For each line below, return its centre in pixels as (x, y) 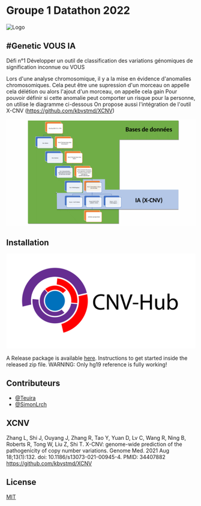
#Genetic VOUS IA (41, 46)
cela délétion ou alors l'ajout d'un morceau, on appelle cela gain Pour (92, 91)
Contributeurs (33, 384)
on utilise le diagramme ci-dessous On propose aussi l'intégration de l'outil (98, 104)
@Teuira (25, 398)
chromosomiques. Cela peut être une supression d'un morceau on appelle (98, 85)
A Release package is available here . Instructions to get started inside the (97, 358)
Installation (28, 242)
